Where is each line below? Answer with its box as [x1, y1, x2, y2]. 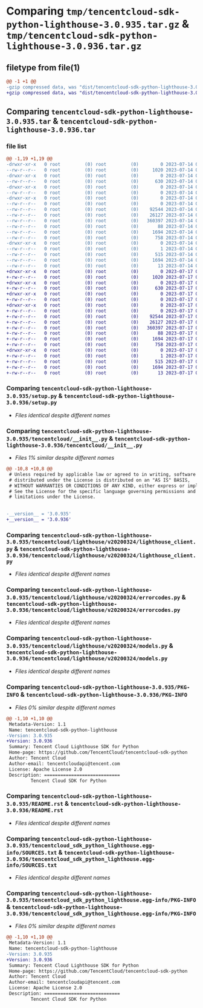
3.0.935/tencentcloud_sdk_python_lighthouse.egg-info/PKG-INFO [6, 897, 196, 903]
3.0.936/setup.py [6, 399, 57, 406]
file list [6, 142, 27, 150]
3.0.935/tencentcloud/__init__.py [6, 435, 108, 442]
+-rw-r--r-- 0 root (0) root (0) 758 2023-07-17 [6, 342, 193, 348]
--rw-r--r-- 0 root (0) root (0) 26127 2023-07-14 [6, 212, 193, 219]
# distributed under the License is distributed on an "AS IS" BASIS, [8, 477, 190, 483]
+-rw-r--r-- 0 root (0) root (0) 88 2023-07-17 [6, 330, 193, 337]
